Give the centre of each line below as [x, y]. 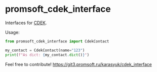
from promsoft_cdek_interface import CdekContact [57, 41]
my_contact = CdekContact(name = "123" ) [45, 50]
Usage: [12, 32]
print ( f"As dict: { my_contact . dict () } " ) [47, 55]
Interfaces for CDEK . [26, 23]
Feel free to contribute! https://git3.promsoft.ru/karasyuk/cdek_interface [78, 64]
